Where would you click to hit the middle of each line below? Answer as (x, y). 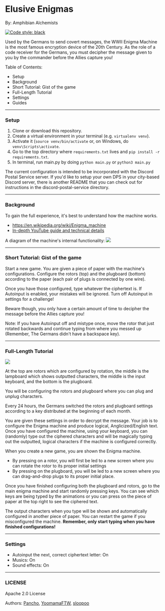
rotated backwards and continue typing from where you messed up (73, 328)
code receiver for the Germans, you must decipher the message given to (79, 52)
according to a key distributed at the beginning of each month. (68, 411)
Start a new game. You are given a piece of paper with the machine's (75, 268)
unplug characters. (24, 396)
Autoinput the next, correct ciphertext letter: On (60, 555)
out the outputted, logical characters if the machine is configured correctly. (81, 442)
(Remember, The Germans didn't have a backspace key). (63, 334)
